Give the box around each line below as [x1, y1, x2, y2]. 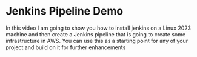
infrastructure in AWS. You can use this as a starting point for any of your [5, 37, 189, 44]
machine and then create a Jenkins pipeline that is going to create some [5, 30, 186, 38]
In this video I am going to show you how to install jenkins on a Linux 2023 [5, 24, 192, 32]
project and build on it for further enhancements [5, 44, 126, 51]
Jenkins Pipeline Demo [5, 4, 124, 18]
